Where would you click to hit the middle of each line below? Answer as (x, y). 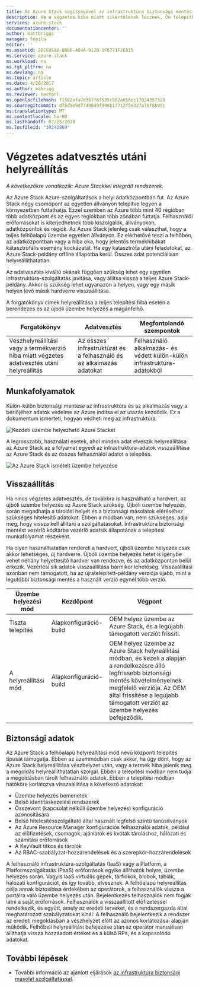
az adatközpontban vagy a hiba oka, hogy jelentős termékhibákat (86, 242)
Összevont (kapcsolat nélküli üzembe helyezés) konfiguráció (89, 808)
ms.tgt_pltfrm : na (29, 67)
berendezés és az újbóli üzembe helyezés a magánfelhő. (76, 309)
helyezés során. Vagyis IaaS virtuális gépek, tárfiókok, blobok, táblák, (91, 876)
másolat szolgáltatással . (44, 979)
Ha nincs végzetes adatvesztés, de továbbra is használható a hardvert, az (96, 498)
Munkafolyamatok (41, 391)
